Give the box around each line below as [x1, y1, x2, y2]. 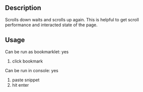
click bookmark [12, 58, 43, 64]
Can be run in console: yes [5, 67, 59, 73]
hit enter [12, 82, 29, 88]
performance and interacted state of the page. [5, 22, 98, 28]
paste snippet [12, 77, 40, 83]
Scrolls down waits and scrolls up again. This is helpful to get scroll [5, 16, 139, 22]
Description [5, 4, 41, 12]
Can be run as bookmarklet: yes [5, 48, 69, 55]
